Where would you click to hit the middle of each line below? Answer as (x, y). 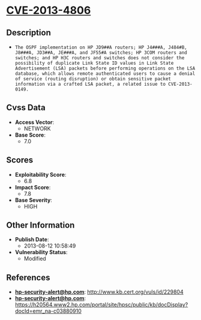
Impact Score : (33, 187)
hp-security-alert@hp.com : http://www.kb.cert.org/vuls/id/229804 (99, 292)
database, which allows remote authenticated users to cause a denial (105, 74)
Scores (20, 160)
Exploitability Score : (40, 174)
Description (28, 33)
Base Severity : (33, 200)
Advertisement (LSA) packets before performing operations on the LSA (105, 68)
